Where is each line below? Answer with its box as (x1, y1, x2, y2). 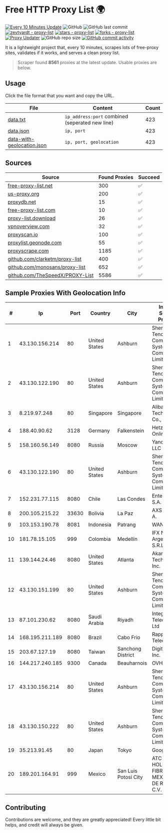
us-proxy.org (7, 190, 39, 197)
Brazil (88, 634, 102, 641)
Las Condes (117, 496, 145, 503)
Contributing (5, 803, 46, 812)
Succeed (138, 173, 160, 180)
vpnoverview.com (7, 223, 50, 230)
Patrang (117, 521, 136, 528)
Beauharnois (117, 660, 147, 667)
